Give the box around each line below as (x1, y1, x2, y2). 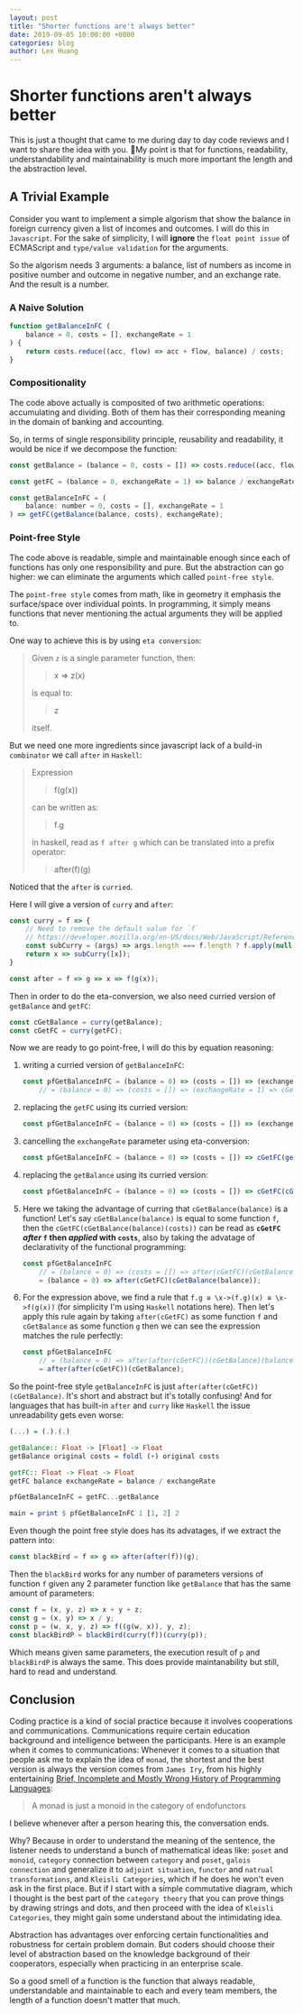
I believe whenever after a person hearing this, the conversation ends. (9, 1818, 270, 1829)
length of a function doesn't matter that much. (9, 1995, 180, 2006)
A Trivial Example (9, 189, 110, 205)
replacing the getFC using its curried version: (22, 1102, 188, 1113)
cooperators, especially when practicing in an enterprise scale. (9, 1958, 243, 1969)
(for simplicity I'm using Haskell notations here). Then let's (57, 1301, 275, 1312)
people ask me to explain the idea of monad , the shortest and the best (9, 1754, 264, 1765)
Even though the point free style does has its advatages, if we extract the (9, 1525, 281, 1536)
